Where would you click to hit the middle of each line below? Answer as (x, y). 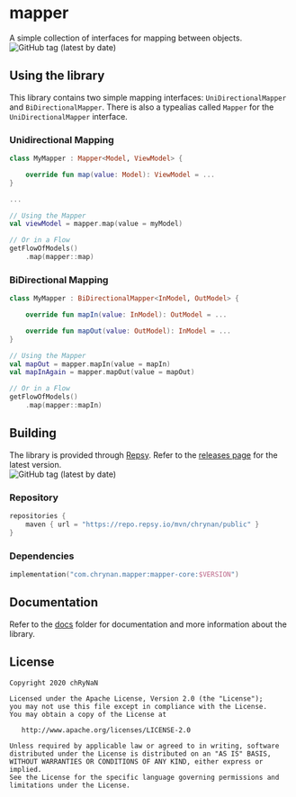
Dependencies (42, 556)
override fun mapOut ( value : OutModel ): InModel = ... (128, 331)
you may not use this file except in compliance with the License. (139, 706)
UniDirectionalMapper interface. (68, 116)
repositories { (38, 516)
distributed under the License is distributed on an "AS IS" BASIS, (140, 754)
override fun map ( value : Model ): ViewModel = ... (121, 175)
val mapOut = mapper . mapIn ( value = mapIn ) (90, 364)
